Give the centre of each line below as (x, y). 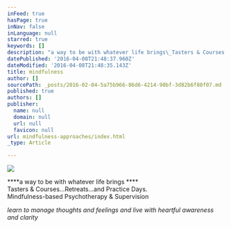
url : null (27, 123)
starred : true (28, 40)
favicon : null (34, 130)
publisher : (23, 104)
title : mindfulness (35, 72)
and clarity (23, 218)
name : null (29, 111)
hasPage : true (28, 20)
